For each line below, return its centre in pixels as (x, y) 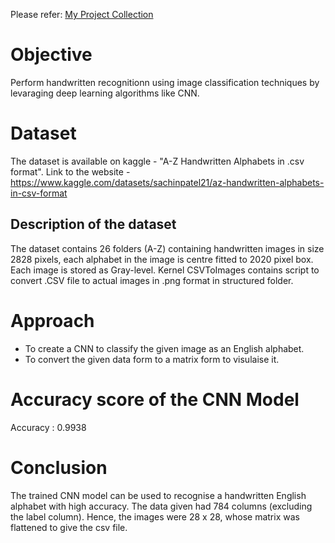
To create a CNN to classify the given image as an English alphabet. (164, 348)
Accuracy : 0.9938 (48, 427)
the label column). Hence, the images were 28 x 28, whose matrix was (155, 516)
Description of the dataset (93, 224)
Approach (52, 320)
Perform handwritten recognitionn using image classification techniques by (165, 82)
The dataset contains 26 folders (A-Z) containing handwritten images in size (167, 248)
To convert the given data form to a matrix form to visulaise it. (152, 359)
